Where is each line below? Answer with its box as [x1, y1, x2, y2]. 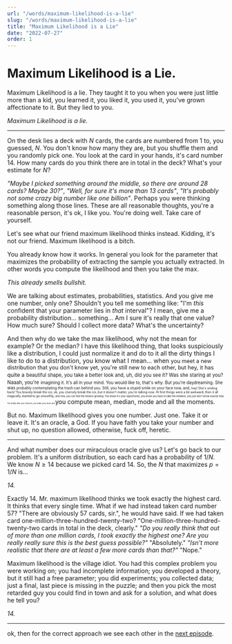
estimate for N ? [7, 166, 51, 174]
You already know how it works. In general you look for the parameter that [7, 250, 218, 259]
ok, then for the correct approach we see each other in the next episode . [7, 629, 214, 638]
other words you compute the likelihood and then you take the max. [7, 265, 199, 273]
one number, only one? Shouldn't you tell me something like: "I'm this [7, 299, 204, 308]
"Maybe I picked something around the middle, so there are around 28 [7, 179, 209, 187]
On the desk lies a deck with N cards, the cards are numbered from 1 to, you [7, 136, 224, 145]
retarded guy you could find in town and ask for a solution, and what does [7, 589, 217, 597]
